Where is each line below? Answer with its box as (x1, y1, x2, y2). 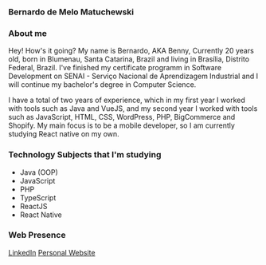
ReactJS (19, 201, 48, 211)
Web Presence (8, 230, 66, 241)
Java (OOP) (19, 167, 58, 177)
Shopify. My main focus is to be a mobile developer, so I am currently (8, 121, 235, 130)
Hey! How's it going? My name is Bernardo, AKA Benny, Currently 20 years (8, 46, 255, 56)
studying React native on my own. (8, 129, 119, 139)
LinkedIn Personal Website (8, 247, 96, 257)
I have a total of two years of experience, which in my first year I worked (8, 95, 245, 105)
